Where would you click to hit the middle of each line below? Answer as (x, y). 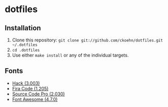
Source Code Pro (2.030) (38, 94)
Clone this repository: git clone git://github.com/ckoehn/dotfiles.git (88, 40)
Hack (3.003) (26, 83)
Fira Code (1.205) (30, 88)
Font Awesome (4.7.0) (35, 99)
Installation (23, 28)
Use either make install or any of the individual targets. (70, 55)
